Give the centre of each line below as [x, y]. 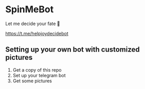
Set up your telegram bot [39, 75]
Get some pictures [32, 81]
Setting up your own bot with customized [72, 50]
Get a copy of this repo [37, 70]
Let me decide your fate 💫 [33, 24]
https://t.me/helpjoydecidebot [37, 33]
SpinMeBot [30, 9]
